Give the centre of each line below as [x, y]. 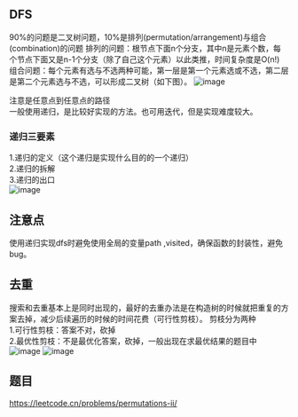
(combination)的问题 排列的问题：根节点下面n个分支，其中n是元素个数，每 [145, 48]
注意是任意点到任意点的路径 [60, 100]
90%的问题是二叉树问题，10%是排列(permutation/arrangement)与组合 [138, 37]
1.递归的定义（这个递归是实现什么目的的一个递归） [101, 158]
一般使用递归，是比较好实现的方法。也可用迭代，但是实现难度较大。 [133, 111]
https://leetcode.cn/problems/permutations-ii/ [93, 403]
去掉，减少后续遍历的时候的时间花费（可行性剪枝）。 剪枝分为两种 [136, 319]
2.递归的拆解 [32, 169]
